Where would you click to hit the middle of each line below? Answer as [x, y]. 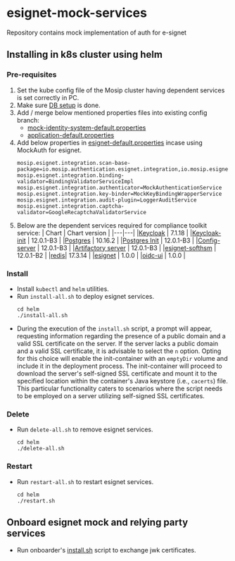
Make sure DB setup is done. [58, 105]
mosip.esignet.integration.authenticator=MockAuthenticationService [119, 187]
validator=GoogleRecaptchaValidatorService [82, 212]
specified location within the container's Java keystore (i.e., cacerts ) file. [122, 381]
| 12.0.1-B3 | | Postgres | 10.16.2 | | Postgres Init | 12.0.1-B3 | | [113, 240]
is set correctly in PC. [48, 97]
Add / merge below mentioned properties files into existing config [112, 112]
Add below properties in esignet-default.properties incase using [110, 142]
